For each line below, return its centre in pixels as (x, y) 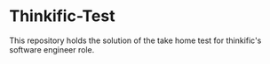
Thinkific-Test (62, 16)
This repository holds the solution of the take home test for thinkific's (135, 40)
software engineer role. (52, 49)
